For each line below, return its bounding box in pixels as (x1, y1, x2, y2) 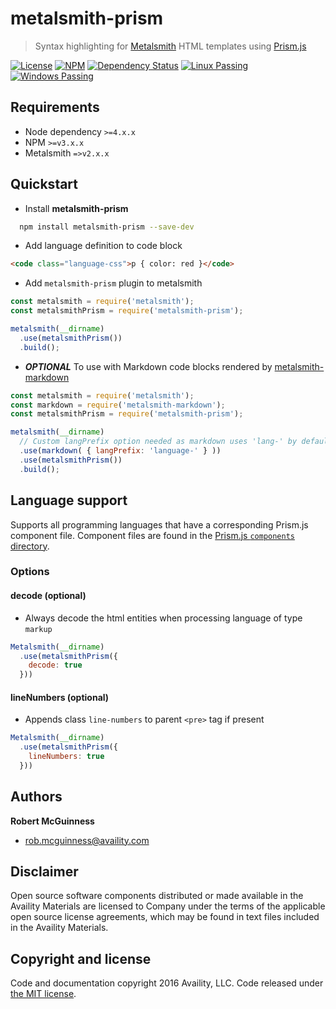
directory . (10, 540, 50, 552)
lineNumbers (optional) (10, 691, 110, 703)
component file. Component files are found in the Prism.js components (10, 529, 295, 541)
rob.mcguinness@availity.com (24, 834, 150, 846)
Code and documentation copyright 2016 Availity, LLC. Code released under (10, 977, 324, 989)
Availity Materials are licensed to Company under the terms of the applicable (10, 900, 326, 912)
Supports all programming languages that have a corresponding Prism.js (10, 518, 309, 531)
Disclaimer (10, 863, 79, 881)
